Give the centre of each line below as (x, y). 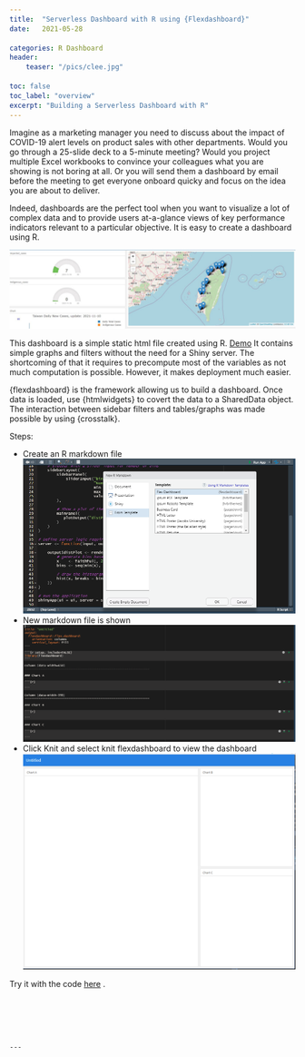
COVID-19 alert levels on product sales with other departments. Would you (149, 142)
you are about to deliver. (55, 190)
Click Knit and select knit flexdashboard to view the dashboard (139, 748)
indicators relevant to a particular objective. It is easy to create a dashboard (151, 227)
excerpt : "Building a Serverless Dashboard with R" (109, 105)
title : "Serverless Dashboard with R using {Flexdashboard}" (129, 19)
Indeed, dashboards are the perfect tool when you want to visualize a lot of (150, 208)
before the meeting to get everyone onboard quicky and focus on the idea (148, 181)
